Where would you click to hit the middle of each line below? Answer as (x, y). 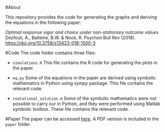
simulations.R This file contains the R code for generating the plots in (85, 62)
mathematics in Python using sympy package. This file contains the (83, 83)
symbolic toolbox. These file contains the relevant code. (71, 109)
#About (13, 7)
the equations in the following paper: (43, 23)
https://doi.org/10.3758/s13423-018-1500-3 (50, 43)
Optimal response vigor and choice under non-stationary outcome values (82, 32)
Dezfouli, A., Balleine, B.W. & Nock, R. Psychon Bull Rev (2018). (70, 38)
